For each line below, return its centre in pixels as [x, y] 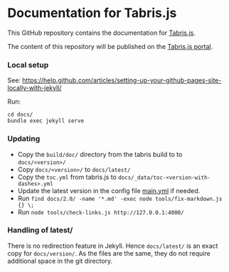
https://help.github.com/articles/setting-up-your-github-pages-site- [122, 80]
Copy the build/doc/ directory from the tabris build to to [100, 154]
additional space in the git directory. [60, 261]
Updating [24, 138]
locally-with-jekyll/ [34, 88]
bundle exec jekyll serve [46, 121]
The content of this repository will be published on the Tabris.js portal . [110, 46]
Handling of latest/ [40, 230]
